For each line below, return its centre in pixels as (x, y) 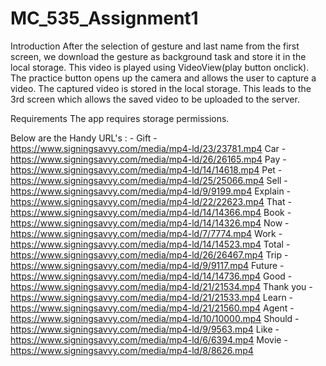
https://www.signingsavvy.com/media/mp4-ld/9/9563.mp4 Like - (145, 329)
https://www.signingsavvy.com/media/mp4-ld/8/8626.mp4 (132, 350)
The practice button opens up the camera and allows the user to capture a (163, 78)
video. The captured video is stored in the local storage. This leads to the (161, 88)
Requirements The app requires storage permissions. (120, 118)
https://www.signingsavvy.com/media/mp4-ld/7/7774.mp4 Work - (146, 233)
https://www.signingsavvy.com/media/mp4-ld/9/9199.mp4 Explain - (151, 191)
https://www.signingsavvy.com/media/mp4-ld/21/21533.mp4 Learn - (152, 297)
